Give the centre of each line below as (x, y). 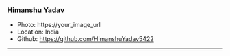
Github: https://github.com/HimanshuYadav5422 (85, 39)
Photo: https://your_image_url (59, 25)
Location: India (38, 32)
